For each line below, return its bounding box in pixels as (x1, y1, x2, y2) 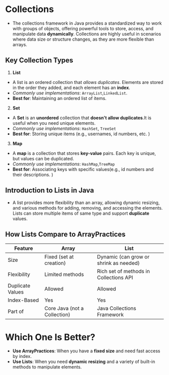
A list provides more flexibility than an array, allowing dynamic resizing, (12, 200, 160, 206)
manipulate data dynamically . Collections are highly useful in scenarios (12, 31, 161, 37)
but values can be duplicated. (12, 155, 74, 161)
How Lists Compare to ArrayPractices (5, 230, 126, 238)
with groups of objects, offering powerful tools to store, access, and (12, 25, 153, 31)
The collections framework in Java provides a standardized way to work (12, 20, 162, 26)
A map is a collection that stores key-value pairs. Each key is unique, (12, 150, 156, 156)
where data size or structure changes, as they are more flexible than (12, 36, 154, 42)
